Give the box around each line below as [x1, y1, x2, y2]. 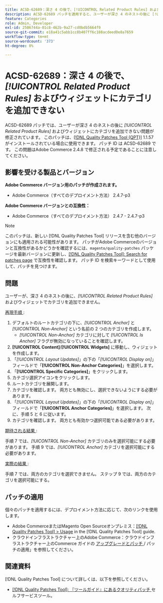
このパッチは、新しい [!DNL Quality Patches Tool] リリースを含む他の [5, 233, 144, 239]
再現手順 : [5, 309, 25, 315]
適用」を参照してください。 [20, 547, 76, 552]
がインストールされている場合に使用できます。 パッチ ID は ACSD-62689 [5, 140, 151, 146]
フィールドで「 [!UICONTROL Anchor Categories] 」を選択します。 [12, 405, 146, 411]
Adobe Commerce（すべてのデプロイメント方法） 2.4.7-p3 [12, 192, 130, 198]
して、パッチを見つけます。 [5, 263, 60, 269]
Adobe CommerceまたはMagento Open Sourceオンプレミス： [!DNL [12, 523, 148, 529]
